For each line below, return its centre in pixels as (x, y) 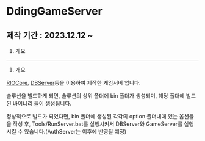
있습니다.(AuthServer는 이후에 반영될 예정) (75, 132)
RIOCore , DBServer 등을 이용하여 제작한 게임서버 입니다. (74, 83)
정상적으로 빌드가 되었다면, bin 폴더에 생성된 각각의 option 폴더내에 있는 (92, 116)
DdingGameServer (54, 11)
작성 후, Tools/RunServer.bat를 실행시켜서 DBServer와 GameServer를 (98, 124)
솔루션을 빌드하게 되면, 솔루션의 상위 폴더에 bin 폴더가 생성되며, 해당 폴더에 (95, 96)
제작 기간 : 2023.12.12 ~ (50, 35)
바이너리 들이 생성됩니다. (42, 103)
